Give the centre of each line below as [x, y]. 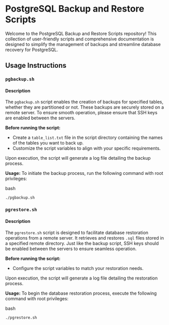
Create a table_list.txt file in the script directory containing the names [88, 137]
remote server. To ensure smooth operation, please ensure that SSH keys [81, 113]
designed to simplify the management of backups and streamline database [83, 44]
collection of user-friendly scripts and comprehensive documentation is [80, 39]
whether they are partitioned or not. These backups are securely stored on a [84, 107]
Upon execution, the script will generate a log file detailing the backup [78, 158]
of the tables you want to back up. [48, 143]
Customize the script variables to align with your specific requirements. [87, 148]
